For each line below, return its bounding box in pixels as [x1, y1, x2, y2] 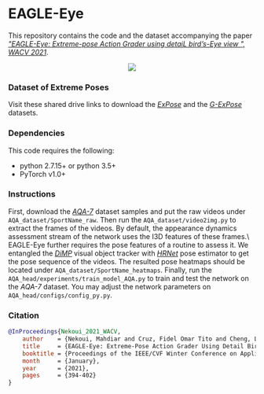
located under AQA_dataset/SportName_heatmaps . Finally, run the [8, 265, 212, 274]
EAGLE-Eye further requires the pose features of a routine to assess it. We [8, 240, 249, 249]
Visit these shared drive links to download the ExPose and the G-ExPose [8, 100, 242, 109]
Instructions [8, 189, 57, 200]
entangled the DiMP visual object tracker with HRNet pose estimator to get [8, 249, 249, 258]
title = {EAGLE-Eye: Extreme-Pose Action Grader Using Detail [22, 342, 244, 350]
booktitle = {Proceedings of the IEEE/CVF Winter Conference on [22, 349, 237, 358]
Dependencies [8, 127, 65, 138]
